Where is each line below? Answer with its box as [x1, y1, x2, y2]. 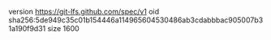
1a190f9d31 [8, 24, 46, 33]
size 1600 [47, 24, 80, 33]
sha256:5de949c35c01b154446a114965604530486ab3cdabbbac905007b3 [8, 15, 264, 25]
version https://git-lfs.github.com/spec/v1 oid [8, 7, 160, 16]
